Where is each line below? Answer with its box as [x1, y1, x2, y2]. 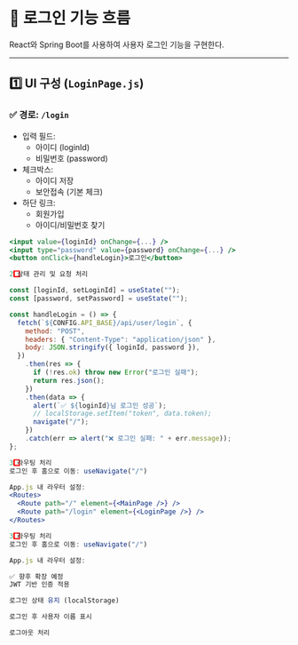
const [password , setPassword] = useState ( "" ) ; [9, 294, 189, 303]
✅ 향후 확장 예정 [9, 572, 64, 581]
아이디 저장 [35, 175, 74, 186]
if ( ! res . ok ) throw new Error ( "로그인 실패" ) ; [32, 368, 200, 377]
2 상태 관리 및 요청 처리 [9, 270, 89, 279]
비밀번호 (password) [35, 153, 108, 163]
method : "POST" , [25, 326, 86, 336]
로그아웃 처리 [9, 628, 51, 637]
